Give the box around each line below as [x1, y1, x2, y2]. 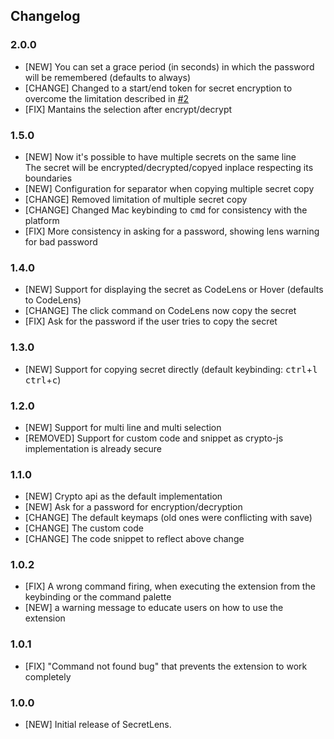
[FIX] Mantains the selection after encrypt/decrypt [24, 103, 233, 115]
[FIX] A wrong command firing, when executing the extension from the [24, 580, 316, 593]
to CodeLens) [24, 294, 82, 306]
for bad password [24, 235, 98, 248]
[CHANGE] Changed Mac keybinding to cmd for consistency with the [24, 204, 308, 216]
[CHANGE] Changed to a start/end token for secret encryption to [24, 82, 293, 94]
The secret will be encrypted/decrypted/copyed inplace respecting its [24, 161, 314, 173]
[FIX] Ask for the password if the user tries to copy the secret [24, 315, 278, 328]
